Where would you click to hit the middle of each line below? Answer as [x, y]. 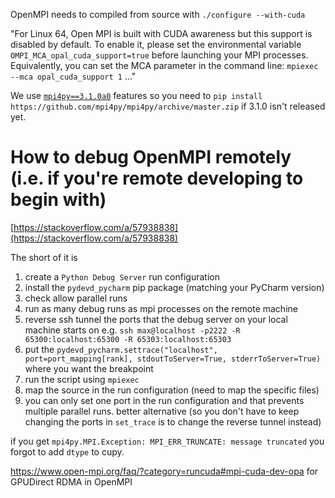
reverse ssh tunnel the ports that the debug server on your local [156, 319]
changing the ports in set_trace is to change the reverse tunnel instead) [173, 421]
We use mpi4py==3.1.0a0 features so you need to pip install [136, 95]
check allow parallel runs [76, 298]
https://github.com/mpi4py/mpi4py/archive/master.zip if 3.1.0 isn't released [168, 106]
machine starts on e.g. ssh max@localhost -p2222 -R [132, 330]
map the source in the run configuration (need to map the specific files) [172, 390]
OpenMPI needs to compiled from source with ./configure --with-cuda [158, 14]
